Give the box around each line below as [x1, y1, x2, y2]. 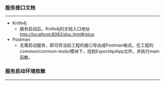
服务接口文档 [5, 4, 36, 11]
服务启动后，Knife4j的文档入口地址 [19, 26, 90, 32]
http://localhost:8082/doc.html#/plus [19, 32, 95, 37]
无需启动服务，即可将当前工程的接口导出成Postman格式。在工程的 [19, 42, 154, 48]
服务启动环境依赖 [5, 68, 46, 75]
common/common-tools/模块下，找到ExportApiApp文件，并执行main [19, 49, 160, 54]
